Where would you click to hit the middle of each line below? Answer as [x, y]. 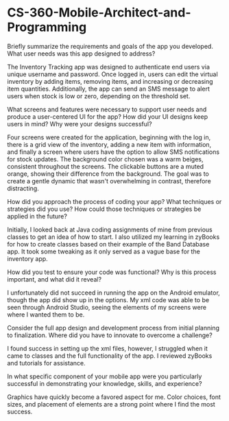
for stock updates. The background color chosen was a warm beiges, [105, 159]
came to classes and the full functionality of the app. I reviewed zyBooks [110, 356]
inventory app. [27, 258]
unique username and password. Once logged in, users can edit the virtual [112, 74]
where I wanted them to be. [46, 315]
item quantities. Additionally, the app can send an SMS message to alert [109, 89]
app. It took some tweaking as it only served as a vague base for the [104, 251]
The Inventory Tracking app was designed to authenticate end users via [109, 67]
